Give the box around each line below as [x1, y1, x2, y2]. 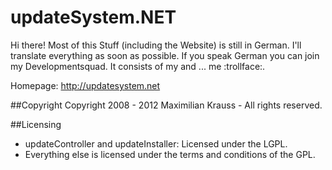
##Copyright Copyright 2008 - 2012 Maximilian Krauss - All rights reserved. [10, 99, 323, 111]
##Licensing [10, 118, 62, 130]
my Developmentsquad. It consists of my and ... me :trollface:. [10, 60, 266, 72]
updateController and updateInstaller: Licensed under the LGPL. [24, 137, 288, 150]
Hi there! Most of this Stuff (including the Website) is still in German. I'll [10, 39, 302, 51]
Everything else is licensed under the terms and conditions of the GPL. [24, 148, 316, 160]
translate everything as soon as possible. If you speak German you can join [10, 49, 320, 61]
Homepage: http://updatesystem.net [10, 79, 161, 91]
